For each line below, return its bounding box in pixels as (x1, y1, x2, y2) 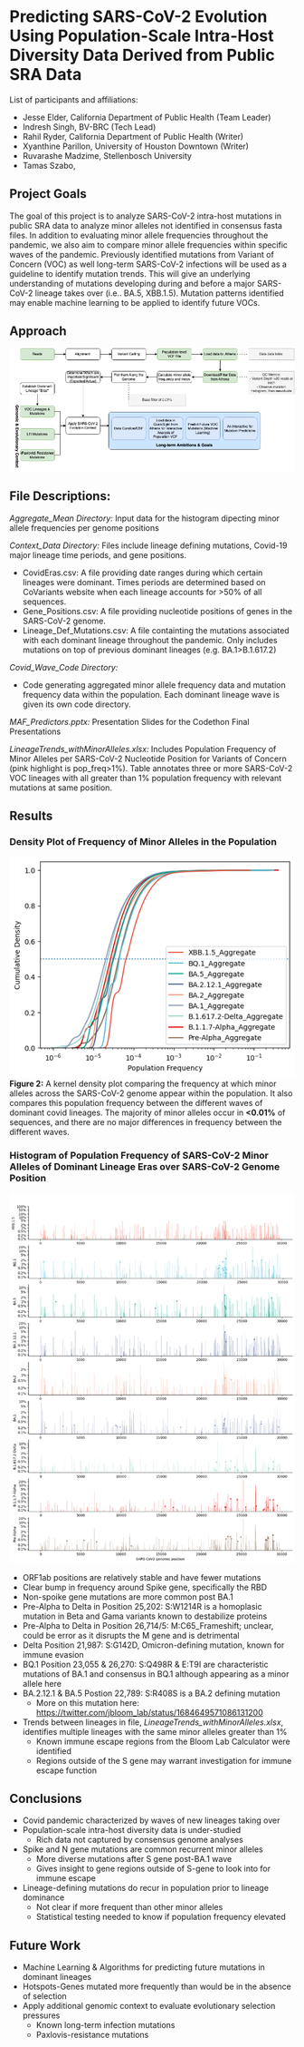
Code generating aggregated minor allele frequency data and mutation (22, 679, 287, 690)
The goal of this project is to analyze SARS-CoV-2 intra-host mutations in (9, 211, 282, 221)
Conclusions (9, 1790, 82, 1807)
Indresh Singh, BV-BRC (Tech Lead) (22, 121, 157, 132)
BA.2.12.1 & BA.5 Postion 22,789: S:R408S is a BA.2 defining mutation (22, 1688, 280, 1699)
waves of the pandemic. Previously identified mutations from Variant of (9, 249, 274, 260)
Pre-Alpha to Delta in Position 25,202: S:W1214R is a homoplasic (22, 1601, 262, 1611)
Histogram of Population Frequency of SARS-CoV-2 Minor (9, 1149, 270, 1161)
